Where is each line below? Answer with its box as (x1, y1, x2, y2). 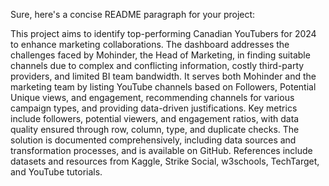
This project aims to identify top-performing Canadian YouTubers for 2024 (10, 28, 317, 39)
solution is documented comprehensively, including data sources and (10, 134, 297, 146)
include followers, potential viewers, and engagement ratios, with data (10, 113, 300, 124)
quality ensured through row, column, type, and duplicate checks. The (10, 124, 300, 135)
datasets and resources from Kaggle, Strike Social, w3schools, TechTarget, (10, 155, 320, 167)
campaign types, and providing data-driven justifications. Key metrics (10, 102, 298, 114)
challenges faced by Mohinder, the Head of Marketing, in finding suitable (10, 49, 311, 61)
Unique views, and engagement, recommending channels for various (10, 92, 295, 103)
